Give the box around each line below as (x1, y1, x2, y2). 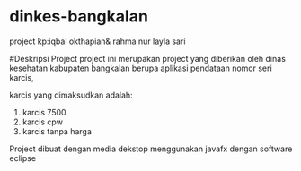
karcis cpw (22, 116, 63, 127)
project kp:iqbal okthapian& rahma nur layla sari (9, 36, 186, 47)
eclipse (9, 152, 37, 163)
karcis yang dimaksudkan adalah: (9, 90, 133, 100)
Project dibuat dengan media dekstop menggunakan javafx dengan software (9, 143, 293, 154)
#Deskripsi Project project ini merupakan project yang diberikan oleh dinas (9, 53, 286, 64)
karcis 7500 (22, 107, 66, 117)
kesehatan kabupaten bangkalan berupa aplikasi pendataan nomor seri (9, 63, 272, 73)
